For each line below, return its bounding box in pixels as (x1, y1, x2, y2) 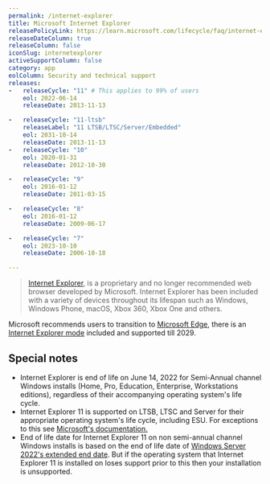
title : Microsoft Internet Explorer (8, 19, 131, 27)
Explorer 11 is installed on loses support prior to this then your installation (19, 457, 262, 467)
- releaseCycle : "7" (8, 234, 84, 242)
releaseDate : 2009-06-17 (22, 219, 106, 228)
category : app (8, 64, 56, 72)
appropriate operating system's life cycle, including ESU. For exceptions (19, 415, 259, 425)
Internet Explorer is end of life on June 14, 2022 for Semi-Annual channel (19, 372, 262, 382)
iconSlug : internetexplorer (8, 49, 103, 57)
